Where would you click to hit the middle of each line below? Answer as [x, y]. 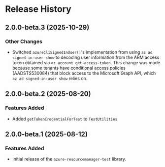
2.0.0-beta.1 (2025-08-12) [46, 134]
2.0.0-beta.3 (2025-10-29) [47, 27]
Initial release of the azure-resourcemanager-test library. [69, 159]
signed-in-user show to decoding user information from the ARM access [86, 57]
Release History [38, 9]
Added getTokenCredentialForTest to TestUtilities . [66, 119]
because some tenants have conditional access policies [69, 68]
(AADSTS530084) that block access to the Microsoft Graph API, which [84, 73]
